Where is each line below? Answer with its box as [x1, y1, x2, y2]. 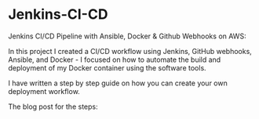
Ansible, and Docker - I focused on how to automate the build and [8, 55, 221, 64]
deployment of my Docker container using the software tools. [8, 63, 206, 72]
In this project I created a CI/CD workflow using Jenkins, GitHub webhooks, [8, 46, 253, 56]
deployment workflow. [8, 86, 80, 96]
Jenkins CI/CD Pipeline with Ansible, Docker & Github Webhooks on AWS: [8, 31, 246, 41]
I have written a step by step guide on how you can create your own [8, 78, 228, 88]
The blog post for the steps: [8, 102, 98, 111]
